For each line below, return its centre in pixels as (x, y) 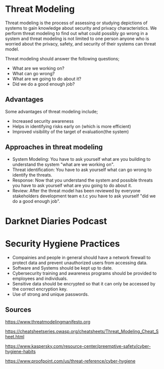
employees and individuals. (40, 278)
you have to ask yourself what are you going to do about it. (72, 185)
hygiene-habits (20, 351)
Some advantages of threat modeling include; (52, 111)
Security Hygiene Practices (62, 244)
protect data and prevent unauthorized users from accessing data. (80, 263)
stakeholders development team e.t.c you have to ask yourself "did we (84, 196)
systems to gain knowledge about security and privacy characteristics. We (81, 28)
